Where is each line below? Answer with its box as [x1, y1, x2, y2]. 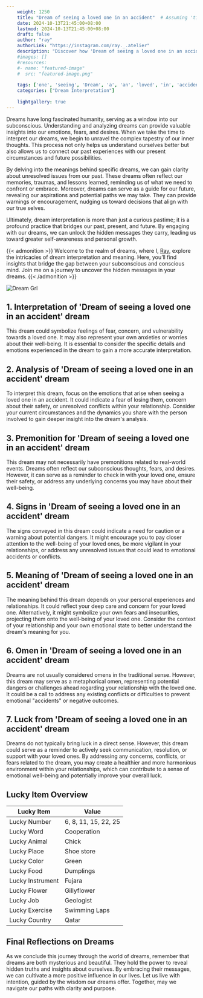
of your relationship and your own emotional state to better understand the [6, 621, 192, 629]
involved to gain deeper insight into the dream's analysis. [6, 416, 149, 423]
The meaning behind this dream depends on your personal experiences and [6, 596, 195, 603]
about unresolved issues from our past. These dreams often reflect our [6, 172, 183, 179]
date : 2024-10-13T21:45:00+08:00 [17, 20, 101, 26]
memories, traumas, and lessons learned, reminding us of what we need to [6, 178, 193, 186]
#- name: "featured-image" [17, 65, 85, 71]
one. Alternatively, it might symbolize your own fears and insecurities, [6, 608, 179, 616]
